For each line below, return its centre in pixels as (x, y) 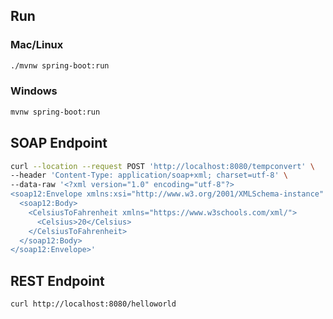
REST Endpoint (57, 280)
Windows (34, 91)
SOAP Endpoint (59, 143)
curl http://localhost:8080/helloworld (93, 304)
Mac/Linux (37, 45)
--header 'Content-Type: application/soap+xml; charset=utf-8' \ (149, 175)
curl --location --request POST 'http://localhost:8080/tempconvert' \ (162, 166)
